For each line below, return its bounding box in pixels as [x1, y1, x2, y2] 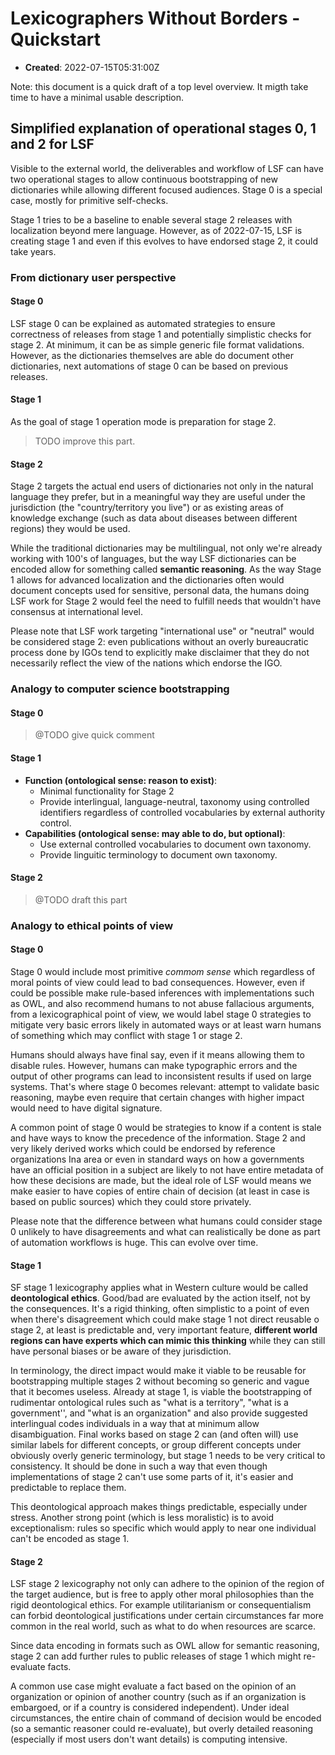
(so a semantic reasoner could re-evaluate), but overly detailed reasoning [10, 1723, 314, 1735]
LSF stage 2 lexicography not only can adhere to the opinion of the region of [10, 1578, 325, 1590]
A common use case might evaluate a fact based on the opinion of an [10, 1680, 297, 1692]
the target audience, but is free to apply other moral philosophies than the [10, 1588, 315, 1601]
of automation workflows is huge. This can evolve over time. [10, 1236, 259, 1248]
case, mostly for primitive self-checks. [10, 194, 169, 206]
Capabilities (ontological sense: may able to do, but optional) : [24, 827, 286, 839]
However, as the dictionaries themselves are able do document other [10, 349, 295, 361]
